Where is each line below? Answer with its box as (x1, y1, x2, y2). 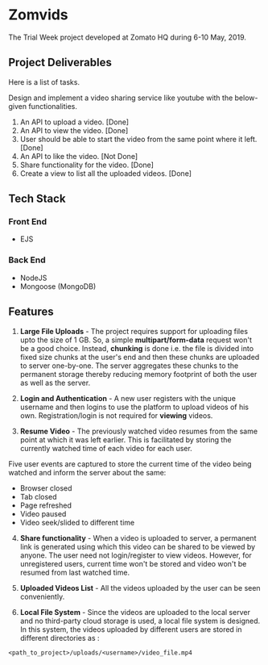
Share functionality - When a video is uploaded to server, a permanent (19, 533, 257, 542)
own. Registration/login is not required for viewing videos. (19, 410, 213, 420)
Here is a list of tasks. (8, 77, 80, 86)
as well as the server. (19, 378, 91, 387)
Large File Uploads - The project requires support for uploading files (19, 326, 248, 336)
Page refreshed (19, 500, 72, 510)
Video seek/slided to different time (19, 517, 135, 527)
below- (234, 93, 258, 102)
